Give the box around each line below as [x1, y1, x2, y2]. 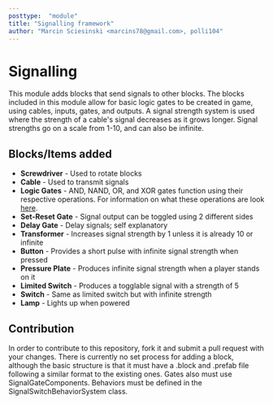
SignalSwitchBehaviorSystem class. [8, 386, 128, 396]
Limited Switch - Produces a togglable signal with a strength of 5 [19, 281, 240, 291]
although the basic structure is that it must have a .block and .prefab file [8, 360, 249, 370]
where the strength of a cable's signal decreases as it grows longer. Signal [8, 115, 258, 124]
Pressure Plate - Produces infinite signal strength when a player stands [19, 263, 260, 273]
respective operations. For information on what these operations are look [19, 194, 265, 204]
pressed [19, 255, 49, 265]
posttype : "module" [8, 11, 79, 20]
